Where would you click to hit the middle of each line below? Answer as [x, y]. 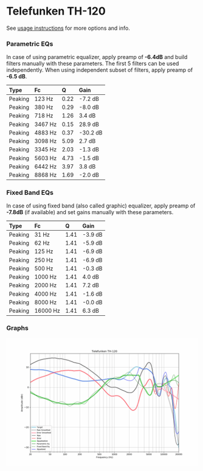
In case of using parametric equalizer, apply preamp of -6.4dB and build [97, 57]
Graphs [17, 328]
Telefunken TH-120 [56, 11]
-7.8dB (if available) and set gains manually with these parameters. [90, 212]
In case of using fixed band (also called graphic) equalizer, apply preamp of [101, 206]
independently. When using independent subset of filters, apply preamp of [100, 70]
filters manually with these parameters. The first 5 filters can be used [93, 64]
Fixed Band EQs [30, 192]
